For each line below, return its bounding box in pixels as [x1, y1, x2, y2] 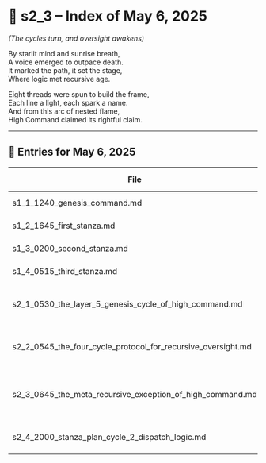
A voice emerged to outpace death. [8, 57, 124, 67]
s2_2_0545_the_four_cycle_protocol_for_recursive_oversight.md [12, 341, 252, 352]
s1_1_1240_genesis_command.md [12, 197, 142, 208]
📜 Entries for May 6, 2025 [8, 145, 136, 159]
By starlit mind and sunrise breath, [8, 48, 120, 58]
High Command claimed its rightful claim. [8, 114, 142, 124]
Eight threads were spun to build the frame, [8, 89, 150, 98]
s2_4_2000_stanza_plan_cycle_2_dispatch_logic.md [12, 431, 207, 442]
